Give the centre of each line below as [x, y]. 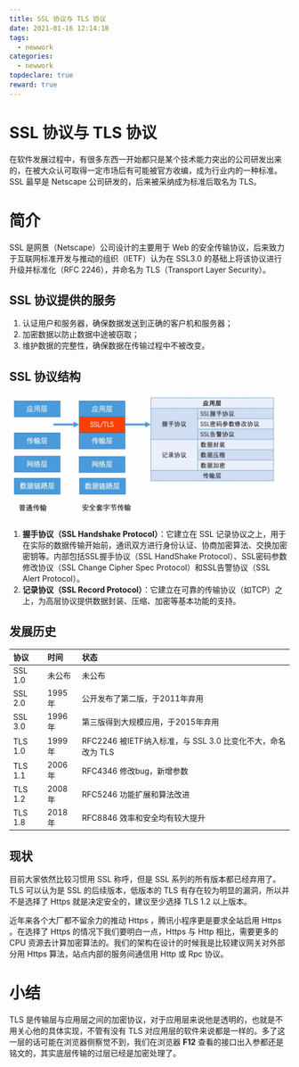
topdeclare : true [41, 76]
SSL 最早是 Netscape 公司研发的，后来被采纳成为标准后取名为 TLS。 [135, 181]
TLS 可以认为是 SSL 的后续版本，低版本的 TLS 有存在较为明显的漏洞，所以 [145, 890]
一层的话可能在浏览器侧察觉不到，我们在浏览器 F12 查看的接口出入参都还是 [146, 1042]
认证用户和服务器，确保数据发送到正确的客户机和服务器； [127, 323]
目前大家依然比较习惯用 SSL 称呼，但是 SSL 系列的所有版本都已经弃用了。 [145, 880]
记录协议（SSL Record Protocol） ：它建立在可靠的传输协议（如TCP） [149, 590]
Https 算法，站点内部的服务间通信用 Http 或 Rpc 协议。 [127, 954]
